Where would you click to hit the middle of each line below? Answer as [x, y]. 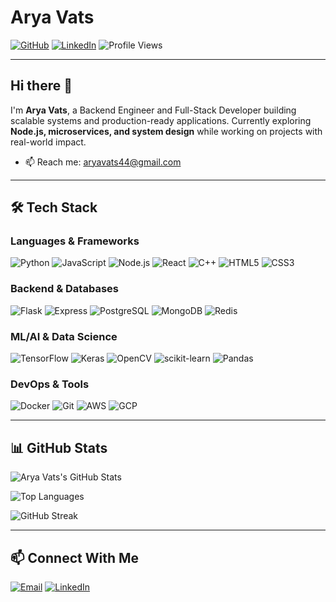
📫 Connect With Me [75, 557]
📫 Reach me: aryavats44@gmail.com [103, 162]
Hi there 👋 [41, 86]
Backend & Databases [64, 289]
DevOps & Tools [50, 384]
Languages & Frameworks [75, 241]
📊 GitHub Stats [59, 447]
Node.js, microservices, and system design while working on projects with [166, 131]
